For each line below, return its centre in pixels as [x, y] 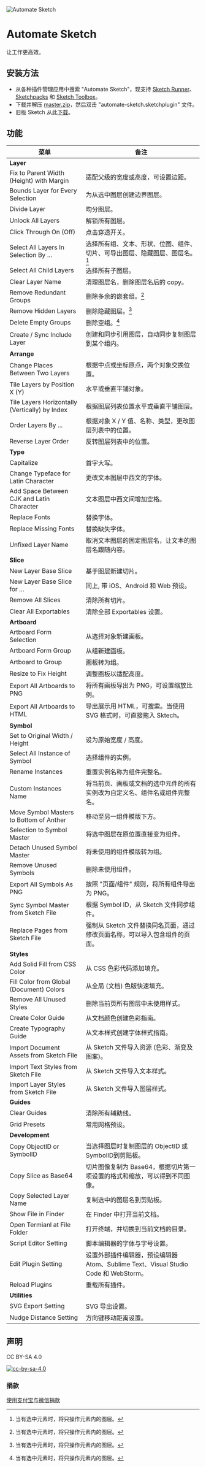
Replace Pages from [39, 930]
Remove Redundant [38, 293]
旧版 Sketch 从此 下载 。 [44, 112]
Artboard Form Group [40, 651]
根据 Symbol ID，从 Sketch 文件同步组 [140, 905]
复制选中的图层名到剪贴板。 [126, 1200]
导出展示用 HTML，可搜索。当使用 [135, 707]
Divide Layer [28, 209]
